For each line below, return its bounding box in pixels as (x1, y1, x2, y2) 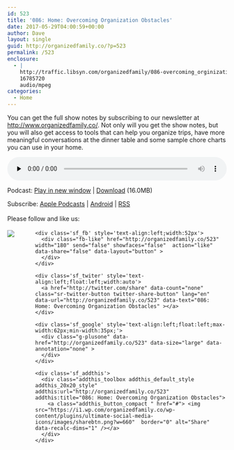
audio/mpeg (19, 82, 52, 88)
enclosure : (7, 56, 39, 63)
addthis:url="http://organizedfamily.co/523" (35, 388, 169, 395)
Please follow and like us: (7, 215, 80, 223)
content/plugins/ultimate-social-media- (35, 412, 155, 419)
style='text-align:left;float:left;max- (107, 321, 226, 328)
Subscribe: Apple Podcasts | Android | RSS (7, 200, 131, 208)
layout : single (7, 36, 52, 43)
